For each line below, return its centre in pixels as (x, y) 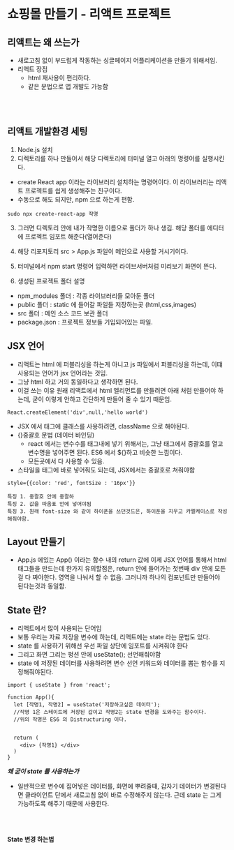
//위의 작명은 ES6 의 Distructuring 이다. (70, 719)
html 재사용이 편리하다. (59, 78)
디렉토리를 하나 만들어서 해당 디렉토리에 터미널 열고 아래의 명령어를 (109, 158)
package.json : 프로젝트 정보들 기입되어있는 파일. (85, 322)
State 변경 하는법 (31, 840)
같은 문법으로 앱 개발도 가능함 (68, 87)
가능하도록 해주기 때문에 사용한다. (63, 804)
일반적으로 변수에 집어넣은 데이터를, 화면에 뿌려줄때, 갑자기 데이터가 (110, 786)
